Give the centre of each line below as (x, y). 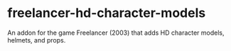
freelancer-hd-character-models (107, 13)
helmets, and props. (37, 40)
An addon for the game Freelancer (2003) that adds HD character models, (116, 33)
